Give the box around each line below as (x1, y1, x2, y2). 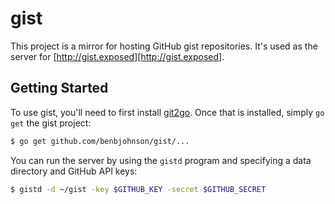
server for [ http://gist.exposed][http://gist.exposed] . (10, 50, 225, 62)
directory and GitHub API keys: (10, 165, 138, 177)
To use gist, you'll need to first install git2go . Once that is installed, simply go (10, 106, 325, 118)
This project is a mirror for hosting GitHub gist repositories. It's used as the (10, 40, 318, 52)
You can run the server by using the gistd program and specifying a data (10, 154, 312, 166)
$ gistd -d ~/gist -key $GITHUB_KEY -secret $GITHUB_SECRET (10, 184, 267, 194)
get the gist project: (10, 117, 92, 129)
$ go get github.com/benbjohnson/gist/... (10, 136, 190, 146)
